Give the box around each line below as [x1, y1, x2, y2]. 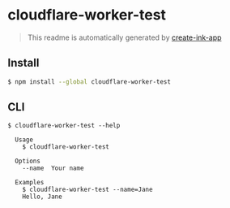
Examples [15, 179, 45, 187]
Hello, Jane [22, 193, 62, 201]
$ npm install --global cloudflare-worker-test [7, 77, 172, 86]
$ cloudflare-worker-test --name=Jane [22, 185, 153, 194]
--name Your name [22, 164, 84, 172]
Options [15, 157, 41, 166]
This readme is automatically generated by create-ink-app [27, 32, 222, 42]
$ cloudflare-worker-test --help [7, 122, 121, 130]
